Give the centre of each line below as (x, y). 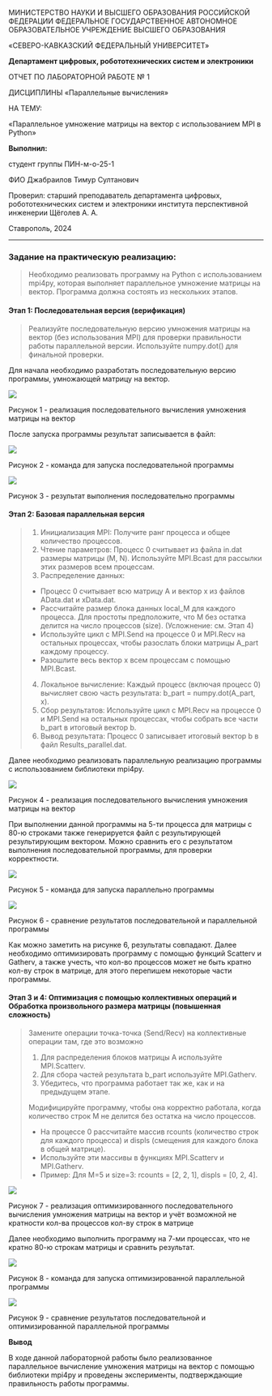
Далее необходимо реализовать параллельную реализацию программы (135, 760)
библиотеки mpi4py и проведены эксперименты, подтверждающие (125, 1375)
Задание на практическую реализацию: (92, 257)
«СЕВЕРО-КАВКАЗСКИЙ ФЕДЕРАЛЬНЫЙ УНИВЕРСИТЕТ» (109, 45)
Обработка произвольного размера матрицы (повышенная (115, 1006)
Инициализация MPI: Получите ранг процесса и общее (135, 532)
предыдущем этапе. (75, 1091)
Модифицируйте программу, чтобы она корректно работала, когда (144, 1107)
